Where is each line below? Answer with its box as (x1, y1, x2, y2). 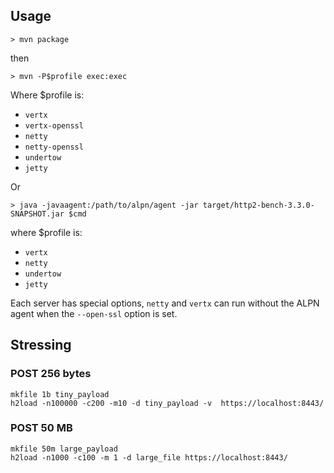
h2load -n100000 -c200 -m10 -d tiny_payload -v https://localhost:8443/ (10, 398, 325, 408)
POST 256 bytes (10, 367, 92, 381)
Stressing (10, 337, 72, 354)
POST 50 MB (10, 421, 73, 435)
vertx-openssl (24, 120, 84, 131)
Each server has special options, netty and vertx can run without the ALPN (10, 297, 320, 309)
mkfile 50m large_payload (10, 444, 118, 454)
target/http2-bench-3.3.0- (202, 200, 315, 210)
